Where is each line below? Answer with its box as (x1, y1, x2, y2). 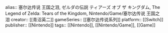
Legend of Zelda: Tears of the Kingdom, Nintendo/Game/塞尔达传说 (5, 10, 146, 16)
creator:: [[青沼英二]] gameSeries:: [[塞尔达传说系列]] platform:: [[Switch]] (11, 17, 163, 22)
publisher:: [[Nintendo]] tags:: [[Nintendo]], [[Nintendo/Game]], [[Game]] (5, 22, 156, 28)
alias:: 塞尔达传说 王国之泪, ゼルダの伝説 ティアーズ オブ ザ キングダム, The (5, 4, 160, 10)
